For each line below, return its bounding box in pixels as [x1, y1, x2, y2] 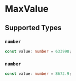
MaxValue [5, 3, 49, 15]
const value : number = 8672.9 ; [5, 71, 72, 76]
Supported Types [5, 23, 62, 32]
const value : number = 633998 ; [5, 49, 72, 54]
